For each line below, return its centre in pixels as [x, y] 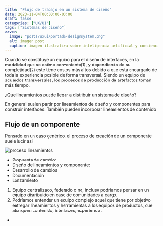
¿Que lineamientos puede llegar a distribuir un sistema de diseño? [71, 95]
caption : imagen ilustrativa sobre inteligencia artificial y [73, 46]
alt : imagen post [27, 41]
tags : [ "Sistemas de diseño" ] [36, 28]
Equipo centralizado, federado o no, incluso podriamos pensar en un [81, 190]
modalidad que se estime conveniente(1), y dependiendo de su [68, 65]
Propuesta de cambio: [34, 160]
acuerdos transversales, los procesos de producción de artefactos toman [78, 80]
